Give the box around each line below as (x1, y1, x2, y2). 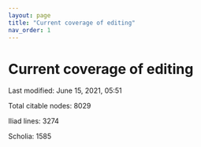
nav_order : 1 (8, 26, 51, 34)
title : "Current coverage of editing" (8, 19, 136, 27)
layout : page (8, 11, 51, 20)
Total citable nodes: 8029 (8, 101, 91, 111)
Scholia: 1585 (8, 131, 52, 141)
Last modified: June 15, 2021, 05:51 (8, 86, 122, 95)
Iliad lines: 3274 (8, 116, 59, 126)
